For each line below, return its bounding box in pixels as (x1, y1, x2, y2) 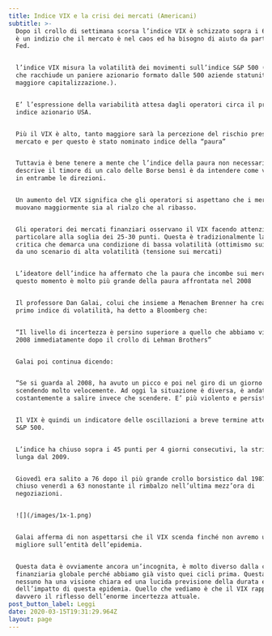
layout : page (8, 615, 53, 623)
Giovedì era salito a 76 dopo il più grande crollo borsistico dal (15, 475, 249, 483)
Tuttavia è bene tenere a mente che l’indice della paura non (15, 159, 230, 167)
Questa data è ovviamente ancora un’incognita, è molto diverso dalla (15, 562, 259, 570)
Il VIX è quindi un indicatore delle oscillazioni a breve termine (15, 416, 249, 424)
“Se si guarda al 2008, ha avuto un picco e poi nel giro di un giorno (15, 379, 263, 388)
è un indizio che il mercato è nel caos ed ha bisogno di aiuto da (15, 34, 249, 43)
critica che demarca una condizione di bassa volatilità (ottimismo (15, 240, 252, 248)
